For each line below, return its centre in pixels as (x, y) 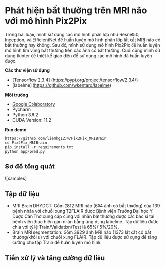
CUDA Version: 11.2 (32, 120)
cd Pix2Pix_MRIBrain (26, 143)
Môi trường (17, 95)
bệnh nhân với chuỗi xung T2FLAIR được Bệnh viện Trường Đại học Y (82, 211)
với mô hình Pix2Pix (46, 21)
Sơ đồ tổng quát (30, 167)
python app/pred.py (25, 151)
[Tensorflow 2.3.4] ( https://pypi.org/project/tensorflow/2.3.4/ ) (75, 80)
